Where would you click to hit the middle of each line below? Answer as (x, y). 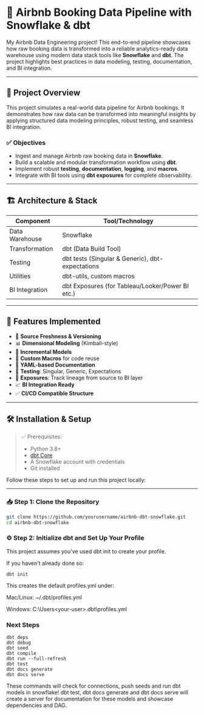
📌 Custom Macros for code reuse (57, 358)
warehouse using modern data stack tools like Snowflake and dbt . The (95, 55)
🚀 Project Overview (43, 93)
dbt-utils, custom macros (98, 276)
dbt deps (17, 638)
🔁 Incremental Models (43, 351)
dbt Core (41, 455)
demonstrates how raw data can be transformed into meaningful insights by (101, 114)
